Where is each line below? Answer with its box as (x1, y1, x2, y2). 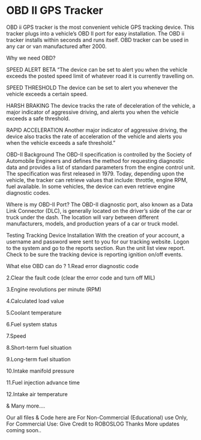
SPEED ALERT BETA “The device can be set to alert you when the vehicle (6, 66, 188, 73)
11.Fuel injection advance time (6, 379, 80, 386)
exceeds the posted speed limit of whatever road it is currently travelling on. (6, 72, 194, 79)
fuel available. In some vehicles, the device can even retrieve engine (6, 183, 175, 190)
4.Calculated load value (6, 297, 64, 304)
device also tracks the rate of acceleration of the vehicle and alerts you (6, 133, 182, 140)
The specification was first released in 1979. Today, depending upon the (6, 170, 184, 177)
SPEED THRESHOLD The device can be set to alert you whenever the (6, 84, 178, 91)
